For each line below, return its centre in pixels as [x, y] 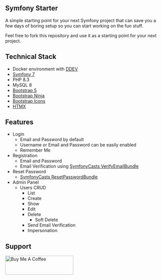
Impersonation [42, 231]
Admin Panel [26, 182]
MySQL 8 [22, 85]
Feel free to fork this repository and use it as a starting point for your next [81, 35]
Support [18, 246]
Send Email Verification [51, 225]
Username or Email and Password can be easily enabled [78, 145]
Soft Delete [47, 220]
